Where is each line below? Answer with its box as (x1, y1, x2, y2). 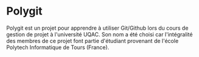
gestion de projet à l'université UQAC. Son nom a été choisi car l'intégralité (6, 30, 193, 38)
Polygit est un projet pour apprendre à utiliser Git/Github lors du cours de (6, 24, 189, 32)
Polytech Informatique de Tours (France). (6, 44, 109, 51)
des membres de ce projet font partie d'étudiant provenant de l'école (6, 37, 179, 44)
